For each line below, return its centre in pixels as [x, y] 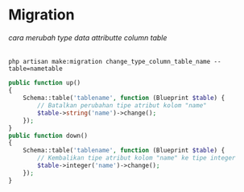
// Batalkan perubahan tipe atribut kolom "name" [122, 106]
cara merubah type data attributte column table [88, 37]
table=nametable [35, 69]
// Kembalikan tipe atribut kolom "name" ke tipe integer [136, 158]
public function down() [48, 136]
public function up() [45, 83]
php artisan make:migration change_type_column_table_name [110, 62]
